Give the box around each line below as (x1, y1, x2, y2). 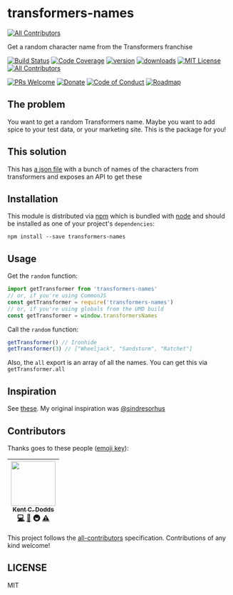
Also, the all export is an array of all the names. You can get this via (7, 359, 208, 367)
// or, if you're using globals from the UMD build (7, 305, 164, 312)
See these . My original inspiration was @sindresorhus (7, 404, 165, 413)
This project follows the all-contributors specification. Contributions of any (7, 534, 227, 542)
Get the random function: (7, 271, 78, 280)
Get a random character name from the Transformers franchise (7, 42, 193, 51)
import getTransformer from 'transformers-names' (7, 286, 158, 293)
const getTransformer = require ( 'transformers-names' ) (7, 299, 174, 306)
